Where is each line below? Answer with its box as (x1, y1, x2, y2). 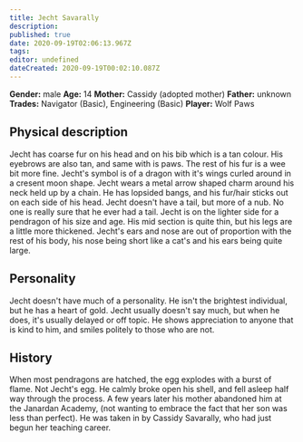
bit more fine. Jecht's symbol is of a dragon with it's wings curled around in (9, 168, 292, 178)
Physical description (9, 124, 129, 140)
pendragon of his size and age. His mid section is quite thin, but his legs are (9, 216, 293, 226)
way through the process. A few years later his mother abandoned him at (9, 393, 283, 404)
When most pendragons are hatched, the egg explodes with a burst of (9, 374, 272, 385)
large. (9, 245, 32, 255)
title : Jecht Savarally (9, 13, 100, 23)
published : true (9, 30, 71, 39)
